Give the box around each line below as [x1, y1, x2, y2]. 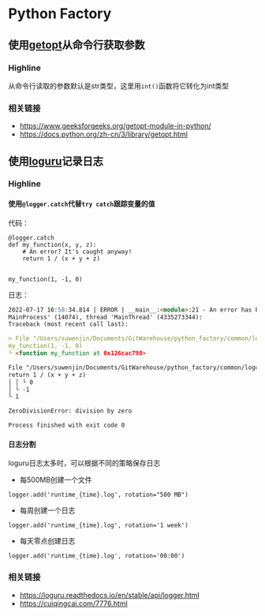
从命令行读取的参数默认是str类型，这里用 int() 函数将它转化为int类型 [8, 80, 230, 91]
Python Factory [8, 5, 112, 23]
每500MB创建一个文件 [19, 475, 92, 485]
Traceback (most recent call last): [8, 320, 129, 328]
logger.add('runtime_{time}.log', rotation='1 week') [8, 521, 189, 529]
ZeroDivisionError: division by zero [8, 407, 132, 415]
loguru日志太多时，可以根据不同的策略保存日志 [8, 458, 161, 468]
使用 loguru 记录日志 [8, 155, 104, 168]
